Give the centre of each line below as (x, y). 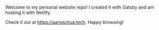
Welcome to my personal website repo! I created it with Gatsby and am (80, 7)
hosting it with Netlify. (28, 12)
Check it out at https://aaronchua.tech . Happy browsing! (64, 22)
